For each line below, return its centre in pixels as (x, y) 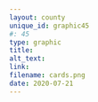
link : (19, 67)
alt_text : (28, 59)
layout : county (37, 17)
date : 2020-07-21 (41, 83)
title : (21, 51)
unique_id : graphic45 (49, 26)
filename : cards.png (48, 75)
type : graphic (36, 42)
